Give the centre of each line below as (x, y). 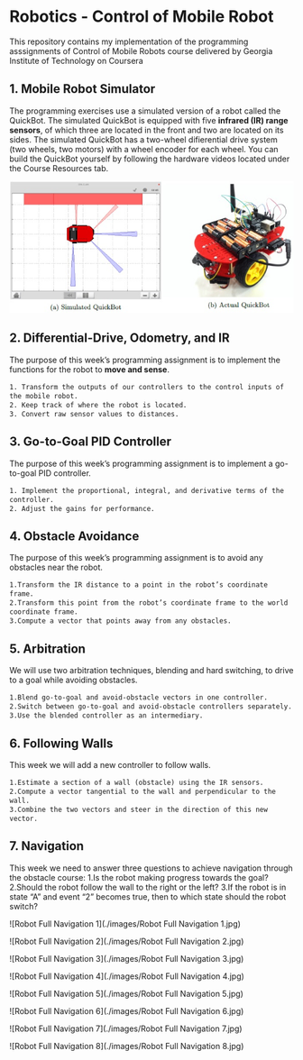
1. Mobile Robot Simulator (83, 89)
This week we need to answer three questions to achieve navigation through (151, 868)
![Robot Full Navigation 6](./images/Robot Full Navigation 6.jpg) (127, 1010)
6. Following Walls (61, 743)
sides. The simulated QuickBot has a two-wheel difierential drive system (143, 139)
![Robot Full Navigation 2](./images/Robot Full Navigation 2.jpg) (127, 941)
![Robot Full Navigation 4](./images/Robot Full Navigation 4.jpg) (127, 976)
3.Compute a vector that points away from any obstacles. (120, 621)
